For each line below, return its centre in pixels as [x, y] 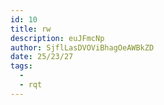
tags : [21, 66]
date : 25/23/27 [42, 57]
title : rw [31, 29]
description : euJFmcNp [57, 38]
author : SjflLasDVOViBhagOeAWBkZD [82, 47]
